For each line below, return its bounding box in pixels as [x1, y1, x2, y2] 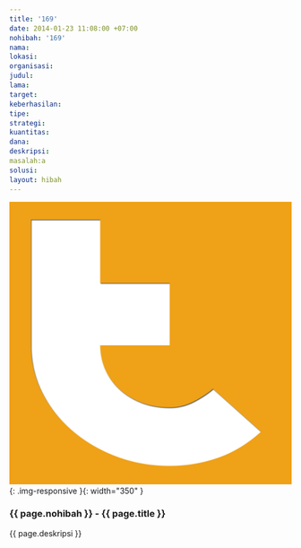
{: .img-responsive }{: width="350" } [9, 485, 144, 496]
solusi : [9, 166, 39, 175]
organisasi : [9, 62, 54, 71]
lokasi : [9, 52, 39, 62]
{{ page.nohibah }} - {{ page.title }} [9, 508, 166, 520]
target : [9, 90, 39, 99]
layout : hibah [9, 175, 63, 184]
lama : [9, 81, 30, 90]
